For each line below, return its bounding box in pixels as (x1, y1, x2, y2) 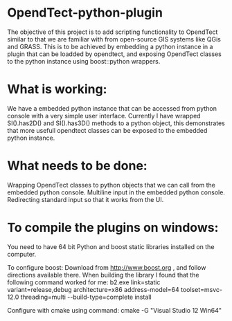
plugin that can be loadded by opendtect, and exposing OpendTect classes (7, 50, 222, 58)
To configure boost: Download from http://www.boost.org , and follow (7, 263, 206, 271)
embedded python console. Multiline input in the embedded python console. (7, 188, 225, 196)
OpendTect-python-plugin (7, 5, 163, 21)
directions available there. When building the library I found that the (7, 270, 199, 279)
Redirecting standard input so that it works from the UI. (7, 195, 164, 203)
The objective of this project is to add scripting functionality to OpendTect (7, 28, 218, 36)
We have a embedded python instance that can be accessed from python (7, 104, 217, 112)
